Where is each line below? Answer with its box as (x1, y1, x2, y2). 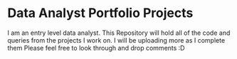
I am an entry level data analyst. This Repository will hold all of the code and (7, 28, 231, 37)
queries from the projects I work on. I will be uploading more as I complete (7, 36, 226, 44)
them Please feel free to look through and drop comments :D (7, 43, 185, 52)
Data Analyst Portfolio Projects (7, 5, 194, 21)
